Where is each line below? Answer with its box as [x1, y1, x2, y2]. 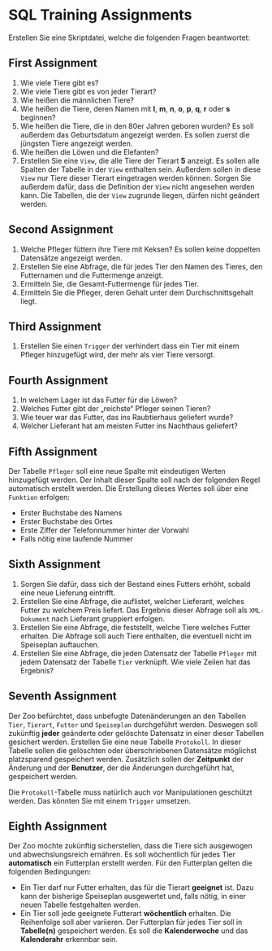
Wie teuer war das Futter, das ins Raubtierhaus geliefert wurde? [19, 413, 234, 423]
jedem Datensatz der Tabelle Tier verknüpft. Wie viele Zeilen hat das [19, 657, 251, 667]
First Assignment [8, 56, 97, 70]
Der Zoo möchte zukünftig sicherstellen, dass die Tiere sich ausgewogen [8, 841, 253, 851]
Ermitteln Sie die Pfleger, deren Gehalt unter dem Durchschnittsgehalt [19, 287, 254, 297]
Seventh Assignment [8, 690, 117, 703]
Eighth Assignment [8, 820, 108, 834]
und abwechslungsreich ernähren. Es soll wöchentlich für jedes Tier [8, 849, 235, 860]
